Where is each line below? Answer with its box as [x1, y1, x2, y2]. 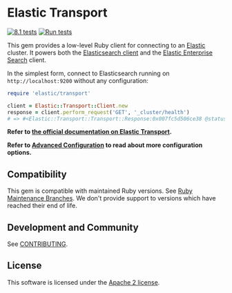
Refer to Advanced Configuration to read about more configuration [7, 141, 203, 149]
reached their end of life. [7, 202, 77, 210]
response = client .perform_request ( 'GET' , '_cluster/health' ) [7, 108, 190, 115]
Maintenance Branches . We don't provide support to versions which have [7, 194, 216, 202]
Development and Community [7, 221, 139, 233]
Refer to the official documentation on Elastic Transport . [7, 128, 173, 136]
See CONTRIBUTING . [7, 240, 68, 248]
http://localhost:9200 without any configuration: [7, 76, 148, 84]
